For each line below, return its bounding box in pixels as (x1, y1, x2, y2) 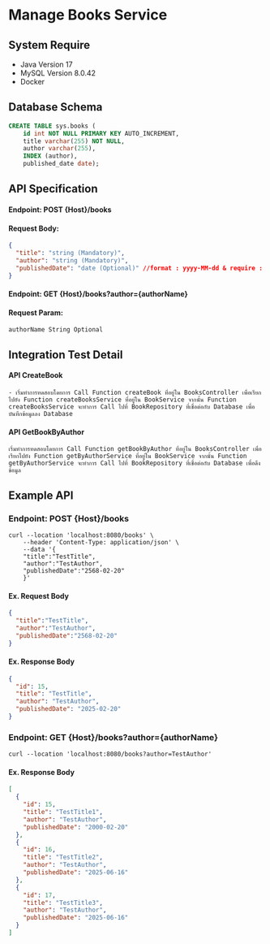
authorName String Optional (8, 326, 104, 334)
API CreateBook (8, 370, 63, 380)
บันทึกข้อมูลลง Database (8, 410, 73, 418)
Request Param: (8, 307, 63, 318)
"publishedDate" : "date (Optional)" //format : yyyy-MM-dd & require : (15, 264, 264, 272)
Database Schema (8, 100, 103, 115)
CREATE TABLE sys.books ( (8, 122, 96, 130)
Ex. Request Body (8, 591, 69, 600)
